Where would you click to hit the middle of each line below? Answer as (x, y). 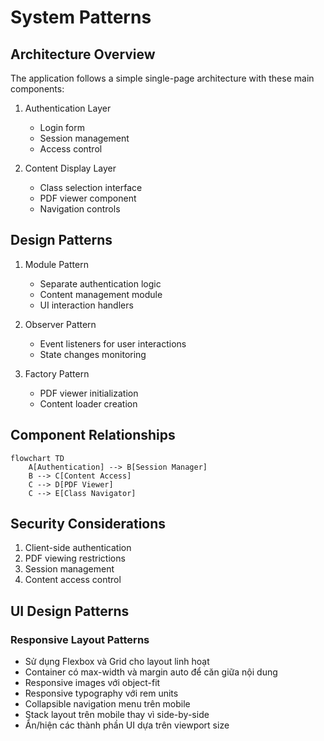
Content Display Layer (70, 168)
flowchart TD (37, 458)
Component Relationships (93, 435)
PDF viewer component (88, 198)
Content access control (73, 580)
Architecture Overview (83, 54)
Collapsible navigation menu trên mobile (107, 704)
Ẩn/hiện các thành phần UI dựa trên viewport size (127, 725)
